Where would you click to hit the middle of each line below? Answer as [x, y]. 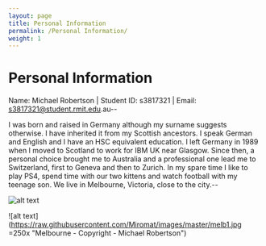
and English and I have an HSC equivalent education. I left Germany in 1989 [133, 142]
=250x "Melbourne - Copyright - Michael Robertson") [98, 233]
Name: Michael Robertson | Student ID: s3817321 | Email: [102, 101]
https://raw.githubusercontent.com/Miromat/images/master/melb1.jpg [126, 225]
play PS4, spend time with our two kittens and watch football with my [123, 176]
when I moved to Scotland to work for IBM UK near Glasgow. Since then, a [132, 151]
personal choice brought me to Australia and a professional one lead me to [132, 159]
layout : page [30, 16]
